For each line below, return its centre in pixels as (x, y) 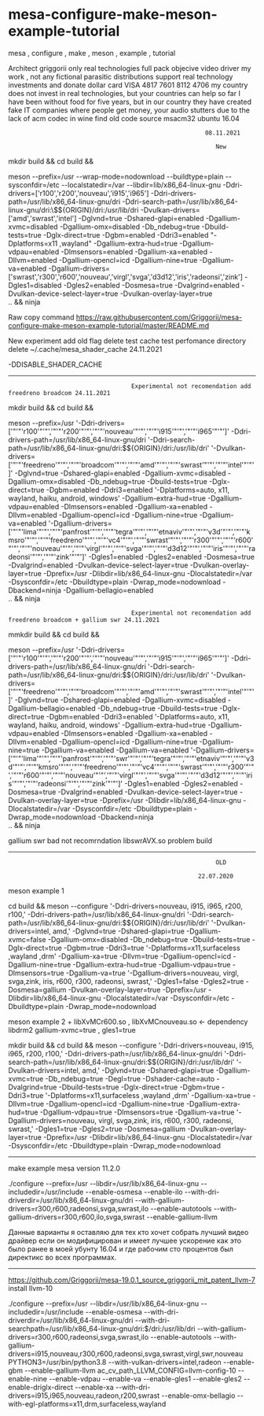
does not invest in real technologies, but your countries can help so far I (125, 93)
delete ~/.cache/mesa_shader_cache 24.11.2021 (85, 349)
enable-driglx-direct (40, 1387)
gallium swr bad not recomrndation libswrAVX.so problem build (110, 841)
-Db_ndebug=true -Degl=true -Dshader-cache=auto (130, 1078)
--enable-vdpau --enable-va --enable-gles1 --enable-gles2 (145, 1378)
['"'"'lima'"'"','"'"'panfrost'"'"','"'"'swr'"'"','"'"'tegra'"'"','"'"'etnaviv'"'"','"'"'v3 (131, 758)
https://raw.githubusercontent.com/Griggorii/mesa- (159, 317)
